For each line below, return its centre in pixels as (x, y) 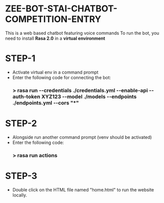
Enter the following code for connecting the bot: (62, 77)
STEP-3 (21, 176)
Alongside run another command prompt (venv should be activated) (82, 137)
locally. (20, 195)
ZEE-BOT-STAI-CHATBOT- (61, 9)
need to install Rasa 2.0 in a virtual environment (55, 38)
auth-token (26, 97)
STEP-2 (21, 123)
